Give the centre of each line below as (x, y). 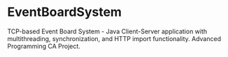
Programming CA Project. (44, 46)
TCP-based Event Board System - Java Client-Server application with (107, 31)
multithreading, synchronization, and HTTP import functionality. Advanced (114, 38)
